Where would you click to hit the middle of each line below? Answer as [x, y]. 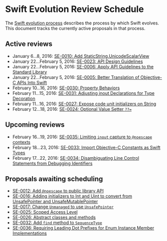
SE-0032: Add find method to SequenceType [57, 223]
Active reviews [29, 44]
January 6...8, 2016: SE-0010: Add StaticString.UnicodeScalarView [81, 56]
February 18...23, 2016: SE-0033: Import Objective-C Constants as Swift [86, 147]
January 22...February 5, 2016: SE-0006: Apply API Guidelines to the [83, 66]
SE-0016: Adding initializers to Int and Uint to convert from [72, 196]
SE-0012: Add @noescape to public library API [58, 191]
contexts [21, 142]
